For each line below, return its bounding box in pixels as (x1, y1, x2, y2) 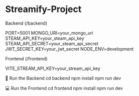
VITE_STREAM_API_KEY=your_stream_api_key (5, 65, 100, 71)
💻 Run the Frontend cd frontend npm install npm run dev (5, 85, 123, 91)
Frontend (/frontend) (5, 55, 48, 61)
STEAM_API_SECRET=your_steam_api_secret (5, 40, 99, 46)
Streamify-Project (5, 4, 82, 15)
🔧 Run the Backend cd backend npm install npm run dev (5, 75, 121, 81)
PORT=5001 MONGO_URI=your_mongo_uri (5, 30, 94, 36)
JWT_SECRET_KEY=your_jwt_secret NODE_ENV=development (5, 46, 134, 52)
